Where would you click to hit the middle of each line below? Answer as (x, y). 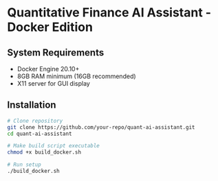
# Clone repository (35, 121)
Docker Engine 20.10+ (48, 69)
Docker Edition (50, 27)
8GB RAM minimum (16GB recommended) (76, 76)
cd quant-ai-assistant (40, 134)
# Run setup (24, 165)
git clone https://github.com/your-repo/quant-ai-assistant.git (101, 127)
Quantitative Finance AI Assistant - (109, 13)
